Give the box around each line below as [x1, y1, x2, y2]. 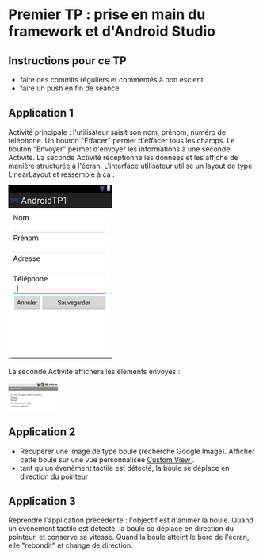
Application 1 [8, 106, 74, 120]
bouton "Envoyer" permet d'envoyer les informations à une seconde [8, 144, 231, 154]
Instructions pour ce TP [8, 54, 127, 67]
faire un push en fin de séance [19, 83, 120, 93]
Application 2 [8, 426, 76, 439]
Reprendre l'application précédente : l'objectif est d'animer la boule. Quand [8, 515, 253, 525]
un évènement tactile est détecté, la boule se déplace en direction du [8, 524, 234, 533]
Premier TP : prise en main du [8, 6, 206, 24]
